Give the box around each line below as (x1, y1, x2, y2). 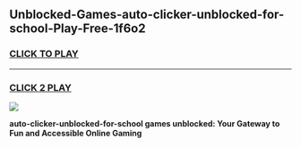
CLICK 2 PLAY (9, 81, 72, 94)
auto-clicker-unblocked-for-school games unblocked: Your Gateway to (9, 118, 280, 128)
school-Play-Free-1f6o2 (9, 21, 146, 37)
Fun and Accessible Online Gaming (9, 127, 142, 138)
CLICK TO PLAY (9, 48, 79, 61)
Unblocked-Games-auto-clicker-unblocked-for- (9, 7, 285, 22)
